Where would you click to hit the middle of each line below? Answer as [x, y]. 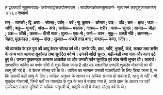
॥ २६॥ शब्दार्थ [16, 13]
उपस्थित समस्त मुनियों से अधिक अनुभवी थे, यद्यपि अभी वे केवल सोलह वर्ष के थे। [66, 87]
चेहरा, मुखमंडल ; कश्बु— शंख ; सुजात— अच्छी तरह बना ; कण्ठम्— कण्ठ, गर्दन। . [68, 39]
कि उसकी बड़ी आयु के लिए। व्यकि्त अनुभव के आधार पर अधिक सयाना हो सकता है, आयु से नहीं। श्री [81, 76]
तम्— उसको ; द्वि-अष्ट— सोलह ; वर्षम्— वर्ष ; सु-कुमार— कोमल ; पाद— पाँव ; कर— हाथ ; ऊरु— [81, 23]
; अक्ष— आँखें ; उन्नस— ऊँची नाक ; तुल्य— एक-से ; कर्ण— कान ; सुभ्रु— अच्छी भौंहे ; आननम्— [79, 33]
